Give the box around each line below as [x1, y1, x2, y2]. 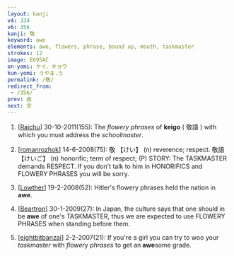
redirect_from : [7, 83, 52, 90]
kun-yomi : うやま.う [7, 69, 64, 76]
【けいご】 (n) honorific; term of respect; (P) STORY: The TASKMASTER [17, 153, 228, 163]
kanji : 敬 [7, 30, 35, 37]
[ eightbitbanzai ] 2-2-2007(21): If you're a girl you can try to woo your [17, 233, 219, 241]
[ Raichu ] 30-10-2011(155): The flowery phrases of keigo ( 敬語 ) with [17, 122, 217, 131]
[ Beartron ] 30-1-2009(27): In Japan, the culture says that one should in [17, 204, 225, 213]
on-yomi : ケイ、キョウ [7, 63, 68, 70]
